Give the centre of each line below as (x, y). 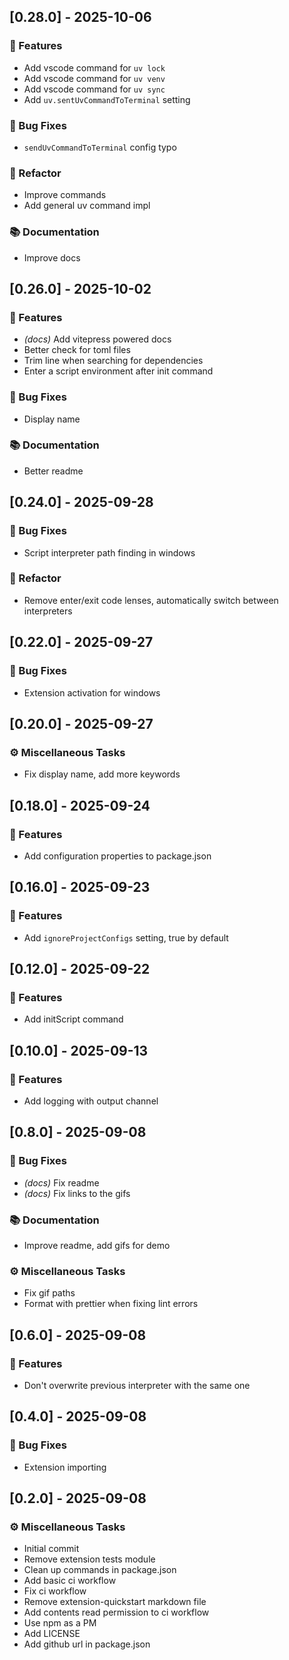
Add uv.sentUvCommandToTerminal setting (107, 99)
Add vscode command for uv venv (94, 78)
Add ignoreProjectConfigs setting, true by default (126, 937)
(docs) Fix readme (61, 1182)
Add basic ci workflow (70, 1581)
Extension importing (65, 1467)
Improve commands (65, 195)
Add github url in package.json (87, 1644)
